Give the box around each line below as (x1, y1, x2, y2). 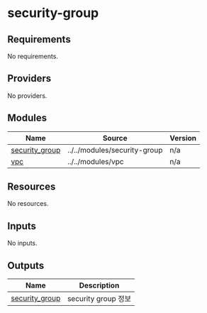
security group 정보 (67, 294, 131, 304)
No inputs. (7, 239, 38, 248)
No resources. (7, 199, 49, 208)
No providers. (7, 91, 47, 100)
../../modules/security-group (67, 145, 163, 155)
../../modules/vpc (67, 156, 124, 166)
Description (79, 280, 120, 290)
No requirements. (7, 52, 59, 60)
